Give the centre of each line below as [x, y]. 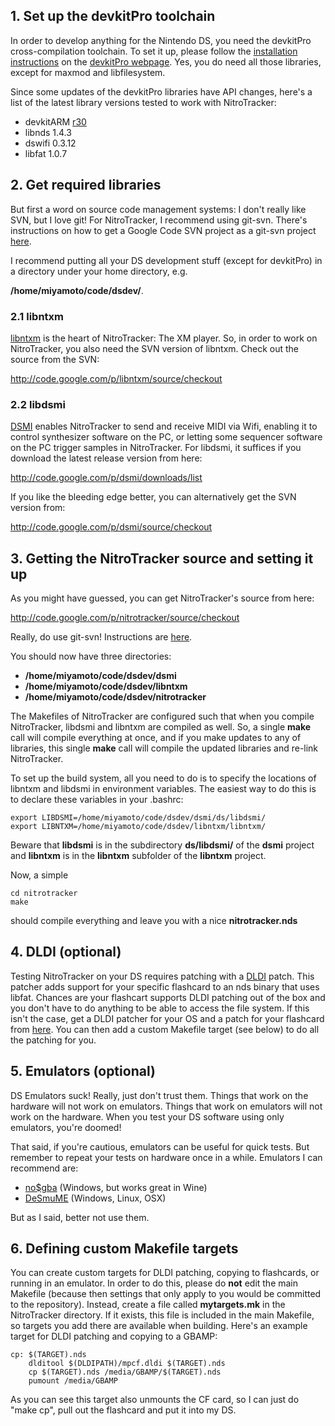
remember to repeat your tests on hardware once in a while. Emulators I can [166, 1157]
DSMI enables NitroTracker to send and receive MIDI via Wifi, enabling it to [164, 426]
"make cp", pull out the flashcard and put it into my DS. [123, 1410]
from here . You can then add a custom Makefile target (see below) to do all [165, 1029]
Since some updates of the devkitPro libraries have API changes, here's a [161, 91]
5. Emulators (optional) [83, 1071]
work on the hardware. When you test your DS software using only [147, 1116]
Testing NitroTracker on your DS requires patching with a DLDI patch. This [162, 976]
